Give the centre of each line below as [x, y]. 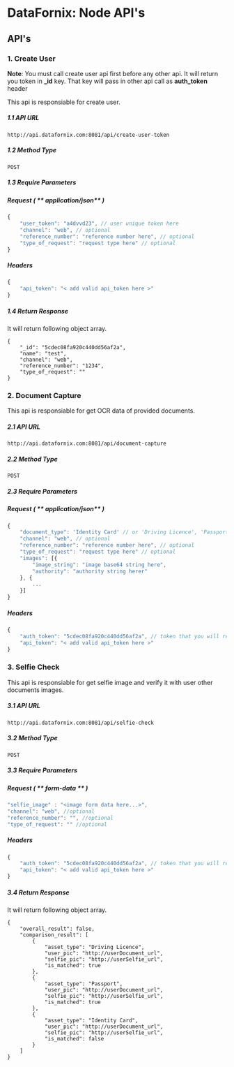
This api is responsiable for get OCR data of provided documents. [101, 411]
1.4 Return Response [38, 311]
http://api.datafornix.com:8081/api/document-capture [87, 444]
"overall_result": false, [57, 929]
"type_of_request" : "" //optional [57, 824]
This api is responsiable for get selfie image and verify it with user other [110, 682]
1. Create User [31, 59]
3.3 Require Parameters [42, 770]
